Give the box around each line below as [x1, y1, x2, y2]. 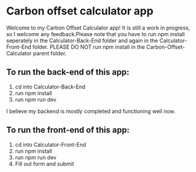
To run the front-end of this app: [6, 125, 130, 135]
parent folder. [33, 49, 67, 57]
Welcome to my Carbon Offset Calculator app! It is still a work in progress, [6, 24, 191, 31]
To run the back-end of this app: [6, 67, 130, 78]
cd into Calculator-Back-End [14, 83, 86, 90]
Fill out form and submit [14, 160, 74, 167]
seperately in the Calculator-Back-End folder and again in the [6, 37, 159, 44]
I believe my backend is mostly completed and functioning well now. [6, 107, 176, 115]
